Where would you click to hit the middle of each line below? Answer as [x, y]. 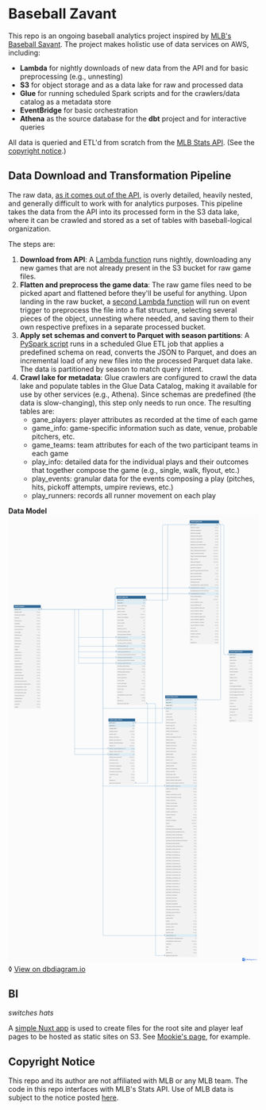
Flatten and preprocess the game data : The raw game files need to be [136, 284]
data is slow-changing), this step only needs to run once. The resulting [135, 402]
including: [25, 52]
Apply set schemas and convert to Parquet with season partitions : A [135, 335]
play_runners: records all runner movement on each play [124, 495]
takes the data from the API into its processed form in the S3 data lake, [124, 212]
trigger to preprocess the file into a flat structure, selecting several [128, 309]
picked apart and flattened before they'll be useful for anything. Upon [133, 293]
